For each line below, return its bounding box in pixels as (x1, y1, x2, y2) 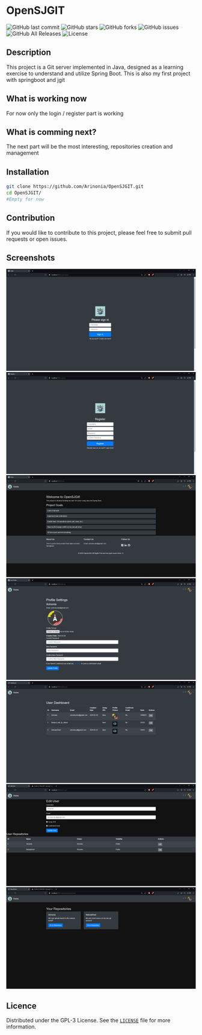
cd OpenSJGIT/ (6, 190, 42, 196)
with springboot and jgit (6, 76, 65, 83)
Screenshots (6, 253, 55, 263)
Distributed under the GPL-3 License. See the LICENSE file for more (6, 1017, 171, 1024)
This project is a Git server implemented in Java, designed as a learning (6, 63, 184, 70)
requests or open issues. (6, 235, 68, 243)
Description (6, 48, 51, 58)
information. (6, 1023, 37, 1030)
